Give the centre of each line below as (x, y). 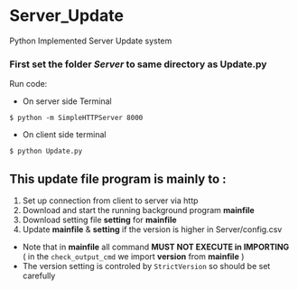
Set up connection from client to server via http (110, 201)
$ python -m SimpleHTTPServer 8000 (76, 118)
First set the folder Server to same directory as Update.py (138, 64)
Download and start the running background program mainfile (138, 210)
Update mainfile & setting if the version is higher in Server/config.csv (152, 229)
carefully (39, 276)
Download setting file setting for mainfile (100, 220)
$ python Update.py (46, 151)
